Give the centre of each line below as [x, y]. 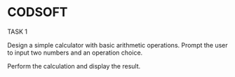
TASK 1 [18, 31]
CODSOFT [38, 12]
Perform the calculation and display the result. [74, 66]
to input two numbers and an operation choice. [75, 52]
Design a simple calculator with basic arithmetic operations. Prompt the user [117, 45]
